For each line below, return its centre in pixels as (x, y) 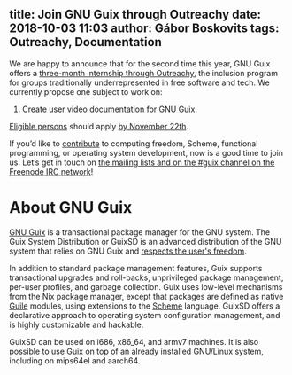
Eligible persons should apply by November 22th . (99, 126)
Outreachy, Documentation (85, 42)
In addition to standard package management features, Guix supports (136, 268)
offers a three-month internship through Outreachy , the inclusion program (144, 73)
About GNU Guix (71, 207)
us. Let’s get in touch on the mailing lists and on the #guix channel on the (142, 162)
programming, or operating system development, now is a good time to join (146, 152)
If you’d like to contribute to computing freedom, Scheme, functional (134, 143)
